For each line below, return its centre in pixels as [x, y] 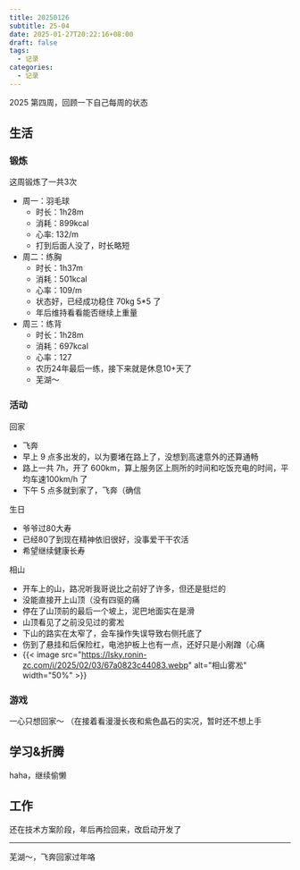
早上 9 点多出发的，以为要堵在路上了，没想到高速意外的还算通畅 [140, 456]
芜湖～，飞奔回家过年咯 [52, 857]
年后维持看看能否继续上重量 [87, 313]
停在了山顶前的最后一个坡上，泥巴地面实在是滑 [108, 611]
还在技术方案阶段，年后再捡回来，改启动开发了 [95, 829]
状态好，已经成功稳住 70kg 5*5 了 [98, 301]
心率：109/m [59, 291]
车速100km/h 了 [59, 478]
